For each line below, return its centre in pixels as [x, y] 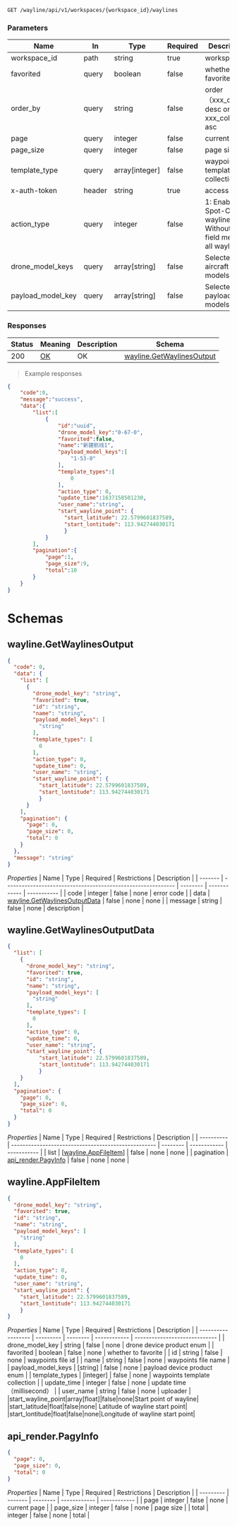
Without [218, 228]
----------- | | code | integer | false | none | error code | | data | [119, 893]
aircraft [217, 266]
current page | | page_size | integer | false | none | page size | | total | [108, 1507]
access [217, 191]
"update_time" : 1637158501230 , [102, 498]
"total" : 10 [61, 570]
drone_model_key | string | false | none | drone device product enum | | [111, 1345]
